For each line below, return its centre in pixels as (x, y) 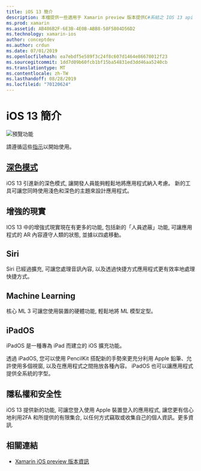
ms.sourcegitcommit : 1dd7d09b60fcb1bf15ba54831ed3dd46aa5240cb (87, 62)
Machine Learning (41, 296)
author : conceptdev (31, 40)
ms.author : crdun (28, 46)
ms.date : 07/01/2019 (32, 51)
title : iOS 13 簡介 (30, 12)
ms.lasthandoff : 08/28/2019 (41, 79)
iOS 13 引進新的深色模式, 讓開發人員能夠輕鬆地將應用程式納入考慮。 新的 (96, 183)
